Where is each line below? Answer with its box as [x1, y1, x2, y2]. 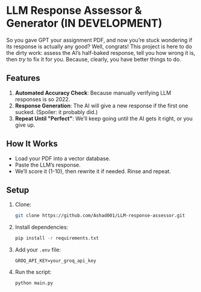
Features [6, 73, 40, 83]
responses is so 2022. [14, 95, 70, 103]
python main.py [14, 280, 54, 287]
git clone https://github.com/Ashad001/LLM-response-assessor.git [14, 212, 185, 219]
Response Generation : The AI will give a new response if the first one [14, 102, 188, 109]
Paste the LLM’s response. [14, 161, 81, 168]
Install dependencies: [14, 224, 69, 231]
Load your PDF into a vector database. [14, 154, 111, 162]
